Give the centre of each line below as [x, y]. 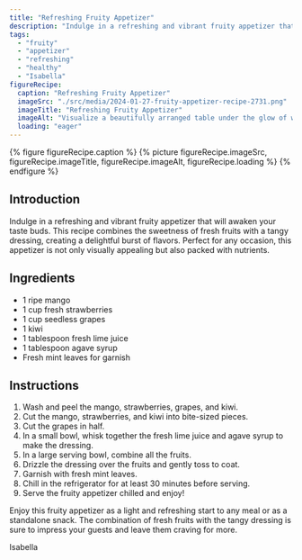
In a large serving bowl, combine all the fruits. [107, 455]
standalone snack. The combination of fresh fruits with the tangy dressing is [151, 520]
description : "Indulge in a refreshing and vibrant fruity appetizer [142, 26]
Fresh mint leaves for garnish [76, 357]
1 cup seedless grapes [64, 319]
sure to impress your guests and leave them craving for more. [124, 530]
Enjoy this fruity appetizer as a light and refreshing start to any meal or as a [148, 510]
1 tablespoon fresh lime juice [75, 338]
